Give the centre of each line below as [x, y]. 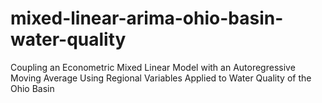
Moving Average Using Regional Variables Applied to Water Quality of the [161, 78]
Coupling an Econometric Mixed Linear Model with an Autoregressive [153, 67]
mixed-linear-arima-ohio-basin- [147, 18]
